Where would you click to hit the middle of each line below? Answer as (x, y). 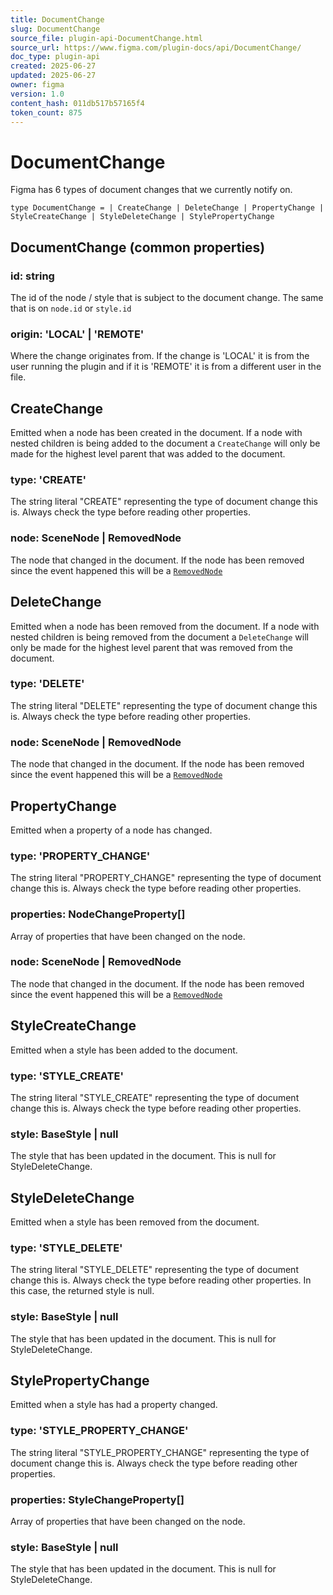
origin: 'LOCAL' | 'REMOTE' (77, 334)
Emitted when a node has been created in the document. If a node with (156, 433)
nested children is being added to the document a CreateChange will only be (165, 443)
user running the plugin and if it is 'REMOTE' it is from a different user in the (166, 367)
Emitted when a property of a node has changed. (111, 830)
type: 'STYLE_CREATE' (67, 1076)
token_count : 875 (46, 112)
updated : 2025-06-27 (53, 76)
